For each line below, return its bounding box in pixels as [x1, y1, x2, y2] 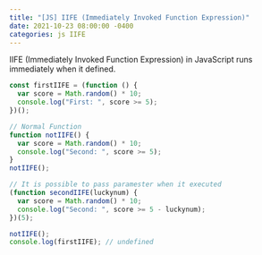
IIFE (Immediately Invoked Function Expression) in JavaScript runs [9, 55, 253, 65]
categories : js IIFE [9, 30, 87, 38]
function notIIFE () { [9, 131, 90, 140]
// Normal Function [9, 122, 82, 131]
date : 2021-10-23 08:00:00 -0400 [9, 21, 134, 30]
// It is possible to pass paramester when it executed [9, 180, 222, 189]
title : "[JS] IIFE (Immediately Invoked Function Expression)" [9, 13, 250, 22]
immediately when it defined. [9, 64, 116, 74]
